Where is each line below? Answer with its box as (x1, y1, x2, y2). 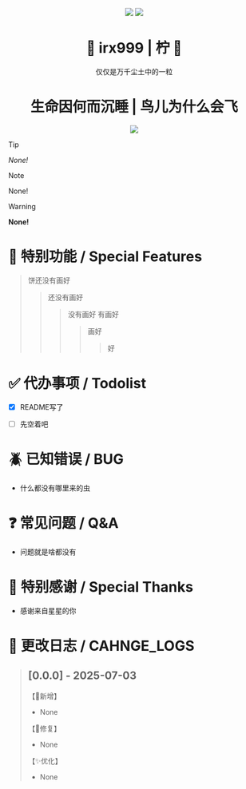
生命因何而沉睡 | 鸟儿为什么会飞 (30, 98, 238, 116)
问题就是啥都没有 (19, 547, 77, 557)
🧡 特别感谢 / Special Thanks (8, 577, 194, 596)
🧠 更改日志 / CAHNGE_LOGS (8, 636, 195, 655)
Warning (8, 201, 36, 211)
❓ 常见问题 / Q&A (8, 514, 119, 532)
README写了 (19, 402, 64, 411)
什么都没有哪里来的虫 (19, 483, 90, 493)
